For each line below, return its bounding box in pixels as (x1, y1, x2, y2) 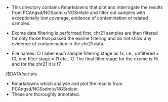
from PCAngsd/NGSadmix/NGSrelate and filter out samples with (11, 10, 146, 16)
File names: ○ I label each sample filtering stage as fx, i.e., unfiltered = (11, 50, 159, 56)
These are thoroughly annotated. (11, 91, 80, 97)
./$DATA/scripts (4, 71, 37, 77)
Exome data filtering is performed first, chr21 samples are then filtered (11, 30, 158, 36)
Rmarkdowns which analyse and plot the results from (11, 80, 123, 86)
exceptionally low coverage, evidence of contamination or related (11, 15, 148, 21)
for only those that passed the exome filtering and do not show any (11, 35, 152, 41)
